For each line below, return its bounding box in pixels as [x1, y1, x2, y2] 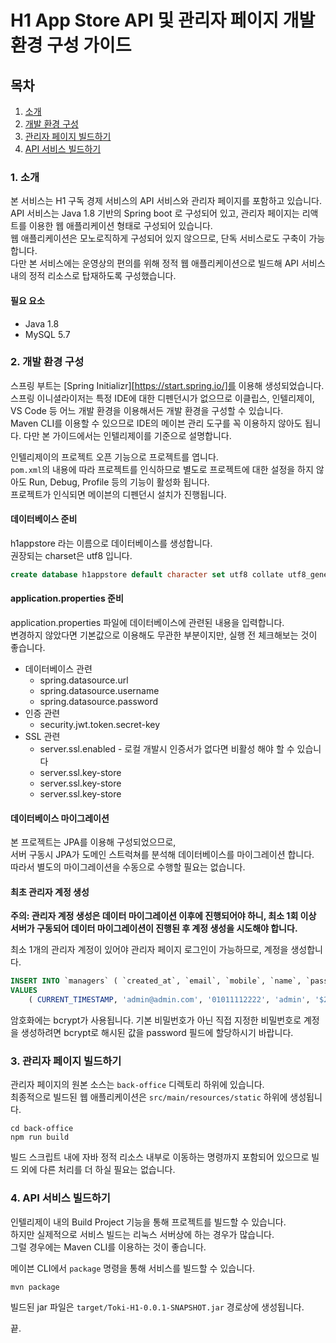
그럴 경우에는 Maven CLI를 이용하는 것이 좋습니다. [10, 1241, 207, 1253]
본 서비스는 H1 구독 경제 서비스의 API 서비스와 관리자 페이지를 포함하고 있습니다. [10, 195, 322, 207]
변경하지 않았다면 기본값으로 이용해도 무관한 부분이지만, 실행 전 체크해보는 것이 [10, 629, 318, 641]
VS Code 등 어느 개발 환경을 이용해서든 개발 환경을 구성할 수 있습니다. [10, 404, 284, 416]
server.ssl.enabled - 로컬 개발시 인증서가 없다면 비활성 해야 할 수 [39, 743, 295, 755]
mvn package [10, 1282, 60, 1292]
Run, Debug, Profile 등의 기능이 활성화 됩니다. [28, 476, 210, 488]
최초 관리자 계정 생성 [10, 886, 90, 898]
